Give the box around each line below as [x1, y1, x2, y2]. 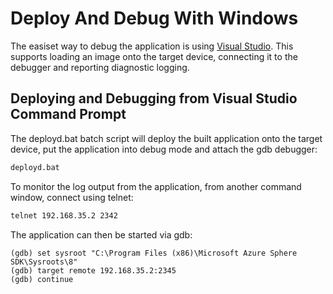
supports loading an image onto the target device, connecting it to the [10, 50, 298, 62]
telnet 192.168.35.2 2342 [10, 210, 118, 221]
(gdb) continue [10, 274, 74, 284]
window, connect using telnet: [10, 191, 134, 203]
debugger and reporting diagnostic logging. [10, 61, 190, 73]
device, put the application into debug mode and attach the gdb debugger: [10, 143, 318, 155]
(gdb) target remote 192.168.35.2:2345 [10, 265, 177, 276]
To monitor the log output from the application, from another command [10, 180, 302, 192]
